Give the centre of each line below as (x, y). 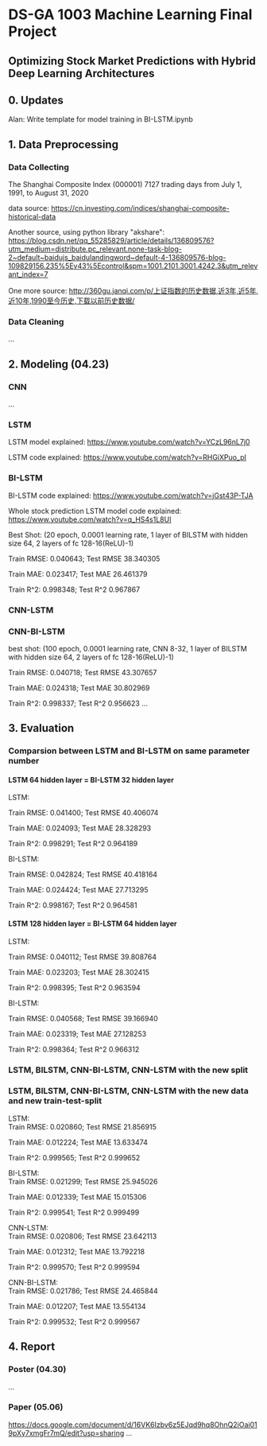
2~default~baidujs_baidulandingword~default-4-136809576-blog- (117, 258)
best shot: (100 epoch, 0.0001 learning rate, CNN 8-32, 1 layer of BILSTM (128, 648)
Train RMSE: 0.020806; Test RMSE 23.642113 (83, 1236)
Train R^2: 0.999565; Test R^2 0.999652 (74, 1157)
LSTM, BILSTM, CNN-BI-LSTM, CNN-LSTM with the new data (128, 1091)
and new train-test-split (55, 1101)
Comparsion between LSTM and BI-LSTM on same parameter (129, 751)
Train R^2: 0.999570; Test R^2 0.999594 (74, 1267)
